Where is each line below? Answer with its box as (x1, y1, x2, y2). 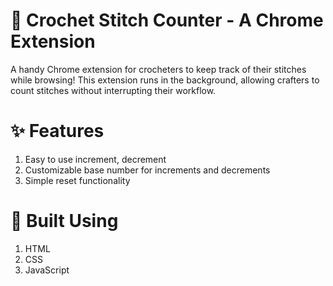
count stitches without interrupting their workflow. (10, 84, 217, 96)
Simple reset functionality (24, 174, 131, 186)
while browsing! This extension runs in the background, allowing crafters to (10, 74, 320, 86)
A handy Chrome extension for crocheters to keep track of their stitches (10, 63, 307, 75)
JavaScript (24, 264, 70, 276)
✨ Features (10, 120, 105, 143)
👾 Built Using (10, 210, 119, 233)
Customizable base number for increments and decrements (24, 164, 271, 176)
